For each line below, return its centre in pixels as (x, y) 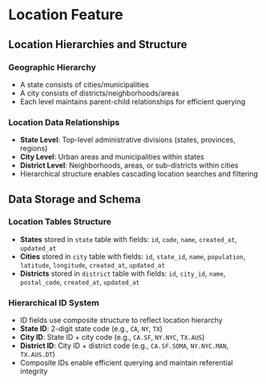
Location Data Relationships (64, 122)
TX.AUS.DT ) (38, 354)
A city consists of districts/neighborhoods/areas (99, 93)
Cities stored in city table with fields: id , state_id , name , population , (133, 256)
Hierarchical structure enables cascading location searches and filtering (139, 174)
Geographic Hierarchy (52, 67)
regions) (34, 148)
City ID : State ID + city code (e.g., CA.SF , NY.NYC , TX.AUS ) (112, 338)
